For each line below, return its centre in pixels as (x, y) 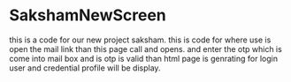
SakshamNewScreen (88, 15)
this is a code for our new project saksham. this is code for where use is (140, 40)
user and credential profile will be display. (85, 68)
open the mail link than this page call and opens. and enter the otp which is (146, 48)
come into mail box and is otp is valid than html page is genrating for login (144, 58)
